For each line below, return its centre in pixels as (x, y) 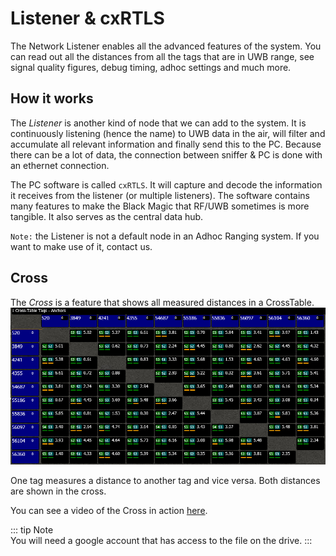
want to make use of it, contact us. (81, 246)
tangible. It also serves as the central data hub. (107, 216)
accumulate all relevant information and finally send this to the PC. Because (166, 144)
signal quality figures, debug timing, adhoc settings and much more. (151, 67)
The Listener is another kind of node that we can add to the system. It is (158, 123)
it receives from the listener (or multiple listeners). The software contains (160, 195)
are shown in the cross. (58, 491)
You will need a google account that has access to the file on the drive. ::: (161, 540)
